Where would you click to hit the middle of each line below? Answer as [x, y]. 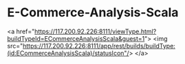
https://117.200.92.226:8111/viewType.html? [95, 31]
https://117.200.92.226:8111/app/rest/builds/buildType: [99, 46]
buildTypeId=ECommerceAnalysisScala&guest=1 [76, 38]
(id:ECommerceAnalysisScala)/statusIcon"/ [68, 53]
